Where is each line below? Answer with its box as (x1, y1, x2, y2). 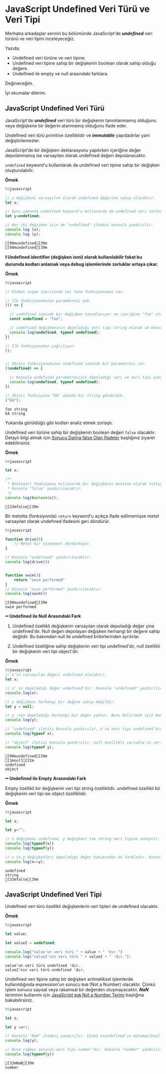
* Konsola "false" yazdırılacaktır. (7, 486, 83, 491)
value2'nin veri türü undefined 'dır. (5, 967, 85, 972)
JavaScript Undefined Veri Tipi (5, 891, 102, 899)
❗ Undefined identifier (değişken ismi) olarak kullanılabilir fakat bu (5, 254, 142, 260)
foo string (5, 406, 28, 412)
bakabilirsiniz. (5, 997, 34, 1003)
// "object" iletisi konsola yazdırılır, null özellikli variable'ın (5, 740, 152, 745)
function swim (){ (5, 572, 41, 578)
